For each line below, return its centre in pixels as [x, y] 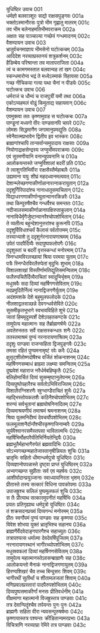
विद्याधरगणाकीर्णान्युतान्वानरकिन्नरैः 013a [43, 197]
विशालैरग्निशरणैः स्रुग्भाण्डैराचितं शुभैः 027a [46, 391]
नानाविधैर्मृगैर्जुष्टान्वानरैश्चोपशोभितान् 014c [46, 217]
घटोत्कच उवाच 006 [26, 90]
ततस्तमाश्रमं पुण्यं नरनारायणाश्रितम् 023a [44, 337]
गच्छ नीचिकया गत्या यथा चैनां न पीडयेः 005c [49, 83]
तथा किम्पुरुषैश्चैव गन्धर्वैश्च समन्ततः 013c [45, 203]
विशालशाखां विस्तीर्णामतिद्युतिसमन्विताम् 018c [48, 270]
